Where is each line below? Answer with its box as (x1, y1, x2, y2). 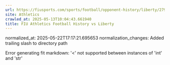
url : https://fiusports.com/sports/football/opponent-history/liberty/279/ (5, 7, 168, 12)
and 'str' (5, 55, 23, 61)
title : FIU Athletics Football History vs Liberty (5, 21, 114, 26)
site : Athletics (5, 12, 39, 17)
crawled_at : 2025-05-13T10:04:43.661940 (5, 16, 92, 21)
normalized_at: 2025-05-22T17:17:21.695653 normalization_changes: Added (5, 35, 164, 41)
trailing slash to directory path (5, 40, 68, 46)
